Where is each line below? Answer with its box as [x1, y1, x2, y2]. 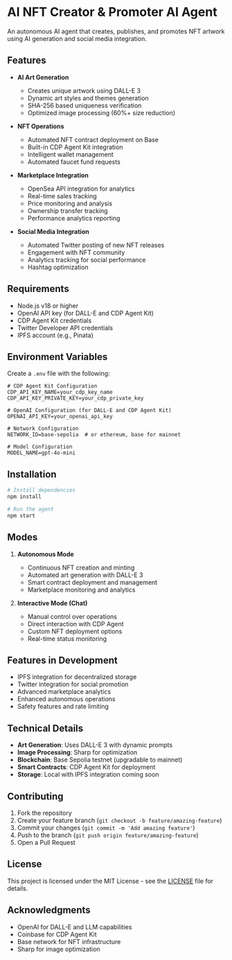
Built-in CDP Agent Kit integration [27, 143, 123, 151]
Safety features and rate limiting [17, 702, 109, 711]
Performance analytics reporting [27, 214, 121, 222]
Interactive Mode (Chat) [17, 599, 88, 607]
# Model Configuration [7, 443, 73, 451]
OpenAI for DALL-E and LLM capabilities [17, 923, 132, 931]
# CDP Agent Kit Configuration [7, 383, 98, 390]
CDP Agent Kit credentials [17, 316, 92, 325]
